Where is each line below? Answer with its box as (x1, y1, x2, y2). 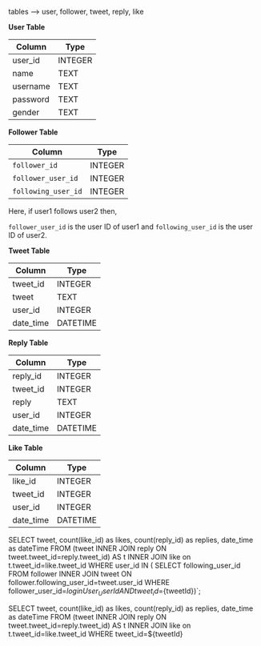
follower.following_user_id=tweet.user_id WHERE (8, 578, 171, 587)
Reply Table (8, 338, 49, 347)
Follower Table (8, 127, 58, 137)
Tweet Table (8, 246, 50, 255)
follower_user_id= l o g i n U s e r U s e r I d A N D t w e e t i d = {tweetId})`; (8, 586, 202, 597)
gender (12, 107, 40, 118)
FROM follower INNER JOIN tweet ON (8, 569, 132, 579)
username (12, 81, 50, 91)
